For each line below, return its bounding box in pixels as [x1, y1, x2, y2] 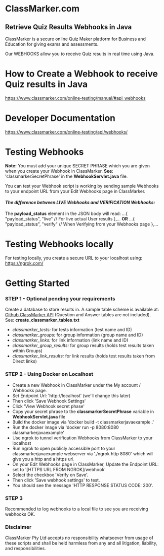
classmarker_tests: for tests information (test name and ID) [12, 327, 132, 333]
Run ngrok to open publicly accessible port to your [12, 445, 116, 451]
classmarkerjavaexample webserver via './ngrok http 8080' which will [12, 450, 154, 457]
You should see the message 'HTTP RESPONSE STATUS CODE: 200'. [12, 482, 154, 488]
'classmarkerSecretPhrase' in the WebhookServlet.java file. [5, 173, 128, 179]
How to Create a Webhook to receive [5, 68, 158, 79]
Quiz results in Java [5, 79, 88, 90]
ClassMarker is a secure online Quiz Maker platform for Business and [5, 36, 146, 42]
